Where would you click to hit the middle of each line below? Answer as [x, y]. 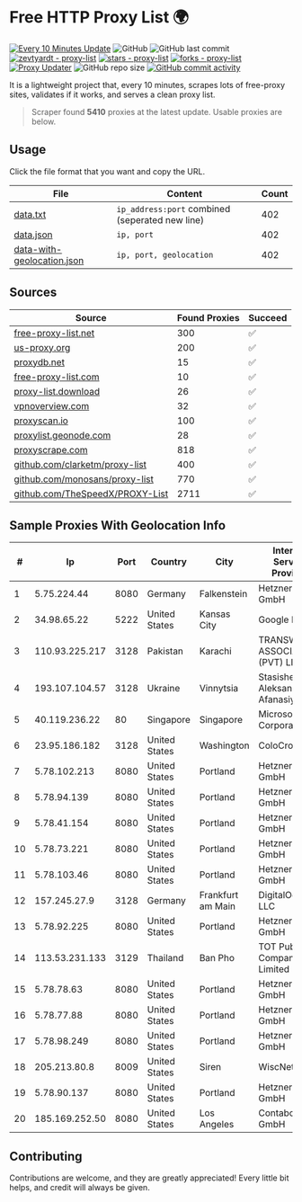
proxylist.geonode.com [62, 435]
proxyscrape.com [51, 450]
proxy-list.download [57, 391]
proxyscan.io [41, 421]
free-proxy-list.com [57, 377]
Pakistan [165, 651]
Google [274, 619]
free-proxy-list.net [54, 333]
